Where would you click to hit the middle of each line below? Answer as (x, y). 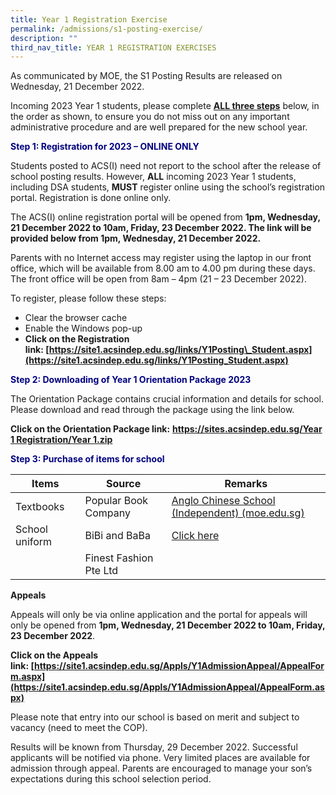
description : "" (44, 38)
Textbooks (40, 507)
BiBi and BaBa (117, 536)
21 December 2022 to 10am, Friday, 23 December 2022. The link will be (161, 228)
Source (123, 484)
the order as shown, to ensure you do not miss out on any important (150, 117)
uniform (34, 542)
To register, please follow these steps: (88, 298)
